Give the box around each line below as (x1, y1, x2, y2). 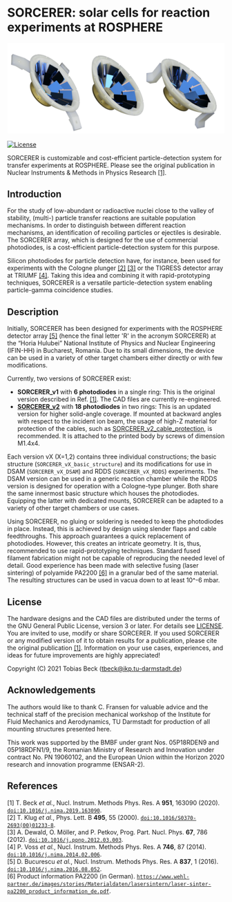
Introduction (7, 189, 62, 200)
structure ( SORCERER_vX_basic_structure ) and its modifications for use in (7, 460, 212, 468)
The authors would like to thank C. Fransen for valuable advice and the (7, 702, 209, 711)
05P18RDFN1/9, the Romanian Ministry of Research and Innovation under (7, 745, 215, 754)
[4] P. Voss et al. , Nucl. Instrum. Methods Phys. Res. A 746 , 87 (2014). (7, 843, 207, 851)
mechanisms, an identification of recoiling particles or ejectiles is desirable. (7, 229, 222, 237)
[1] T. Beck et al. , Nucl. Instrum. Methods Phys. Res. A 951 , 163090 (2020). (7, 798, 220, 807)
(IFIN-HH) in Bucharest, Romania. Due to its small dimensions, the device (7, 347, 215, 355)
